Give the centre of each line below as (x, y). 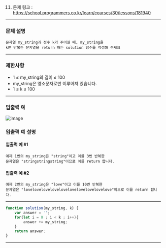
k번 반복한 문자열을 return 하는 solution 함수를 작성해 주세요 (63, 48)
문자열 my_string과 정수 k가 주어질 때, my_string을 (55, 43)
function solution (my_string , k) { (42, 208)
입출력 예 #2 (17, 173)
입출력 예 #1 (17, 145)
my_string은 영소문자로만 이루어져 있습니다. (55, 83)
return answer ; (30, 231)
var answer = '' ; (32, 213)
